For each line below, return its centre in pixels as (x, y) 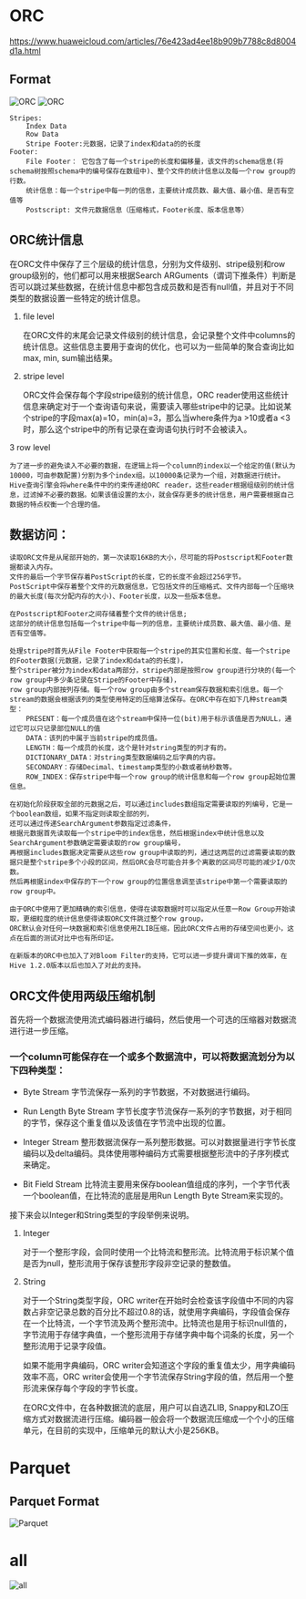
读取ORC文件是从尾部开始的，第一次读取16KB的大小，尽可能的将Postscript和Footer (148, 558)
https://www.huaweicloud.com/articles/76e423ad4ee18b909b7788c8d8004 (153, 41)
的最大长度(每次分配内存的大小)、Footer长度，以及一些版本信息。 (117, 597)
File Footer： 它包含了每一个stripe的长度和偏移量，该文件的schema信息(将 (155, 161)
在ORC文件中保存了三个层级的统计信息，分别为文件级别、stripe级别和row (148, 263)
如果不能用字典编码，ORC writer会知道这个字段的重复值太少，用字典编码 (159, 1366)
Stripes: (26, 118)
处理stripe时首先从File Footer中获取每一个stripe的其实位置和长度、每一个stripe (150, 651)
